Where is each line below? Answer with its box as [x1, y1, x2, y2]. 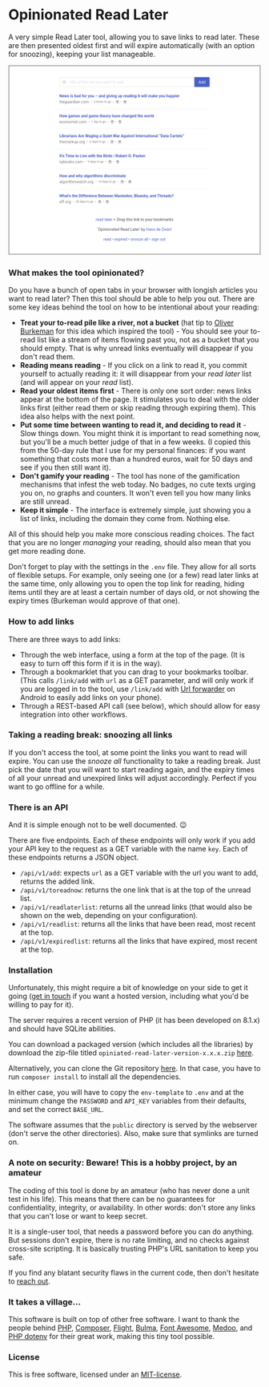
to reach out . [8, 1276, 50, 1286]
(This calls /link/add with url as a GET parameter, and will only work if [19, 675, 254, 685]
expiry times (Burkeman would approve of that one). [8, 596, 180, 606]
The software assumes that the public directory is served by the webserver [8, 1120, 258, 1130]
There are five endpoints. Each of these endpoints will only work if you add [8, 835, 256, 845]
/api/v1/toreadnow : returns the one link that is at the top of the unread [19, 885, 251, 895]
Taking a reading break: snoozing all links [8, 730, 173, 741]
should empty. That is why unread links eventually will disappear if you [19, 343, 254, 354]
